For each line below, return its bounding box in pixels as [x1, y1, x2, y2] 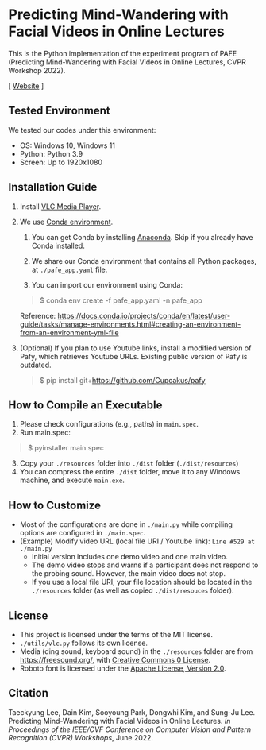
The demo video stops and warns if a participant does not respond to [31, 560, 259, 570]
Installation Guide [8, 180, 98, 194]
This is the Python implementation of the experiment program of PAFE [8, 48, 237, 58]
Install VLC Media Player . [19, 201, 102, 211]
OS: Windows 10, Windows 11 [19, 141, 115, 150]
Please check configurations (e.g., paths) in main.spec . [19, 419, 199, 429]
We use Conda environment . [19, 217, 114, 226]
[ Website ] [8, 81, 44, 91]
